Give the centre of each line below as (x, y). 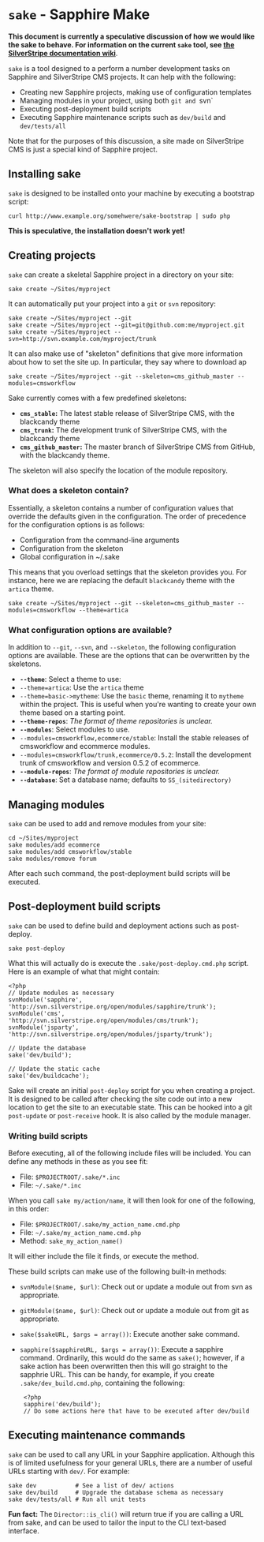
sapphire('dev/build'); (62, 1405)
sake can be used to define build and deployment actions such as (114, 926)
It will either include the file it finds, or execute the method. (104, 1256)
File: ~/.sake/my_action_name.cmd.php (80, 1233)
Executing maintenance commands (97, 1435)
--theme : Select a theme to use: (70, 679)
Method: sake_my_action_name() (71, 1241)
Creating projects (52, 255)
